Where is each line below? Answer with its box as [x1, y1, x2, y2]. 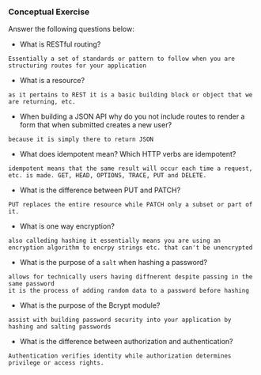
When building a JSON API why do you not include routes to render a [19, 112, 245, 121]
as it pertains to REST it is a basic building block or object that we [8, 91, 253, 99]
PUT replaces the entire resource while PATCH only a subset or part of [8, 201, 253, 209]
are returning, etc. [8, 98, 77, 106]
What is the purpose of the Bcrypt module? [19, 301, 161, 310]
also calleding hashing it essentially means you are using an [8, 237, 221, 245]
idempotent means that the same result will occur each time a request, [8, 165, 253, 172]
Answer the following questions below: [8, 25, 134, 34]
